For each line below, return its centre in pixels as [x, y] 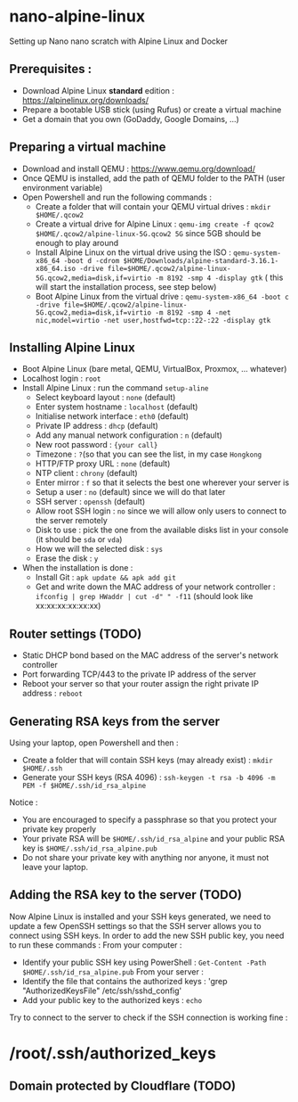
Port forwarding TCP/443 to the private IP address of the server [139, 674]
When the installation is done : [77, 568]
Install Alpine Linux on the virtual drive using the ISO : [133, 252]
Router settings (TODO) [76, 633]
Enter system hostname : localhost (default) [117, 407]
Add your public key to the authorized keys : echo [112, 999]
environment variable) [62, 187]
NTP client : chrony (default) [86, 473]
